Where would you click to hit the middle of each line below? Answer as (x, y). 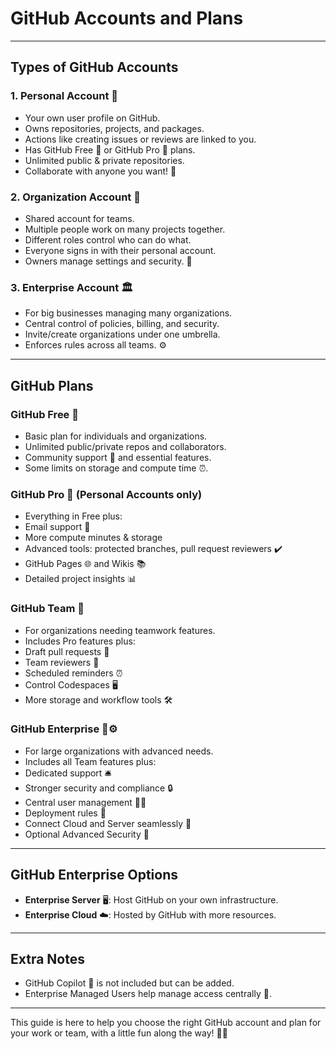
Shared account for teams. (79, 218)
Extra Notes (47, 959)
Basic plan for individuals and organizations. (116, 436)
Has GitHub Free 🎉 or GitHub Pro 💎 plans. (110, 149)
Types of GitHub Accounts (94, 67)
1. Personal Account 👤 (64, 96)
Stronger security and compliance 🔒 (99, 788)
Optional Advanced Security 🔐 (87, 834)
